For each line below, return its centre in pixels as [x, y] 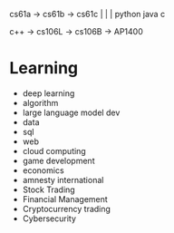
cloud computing [54, 150]
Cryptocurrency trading [67, 209]
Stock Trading [48, 189]
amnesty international [63, 180]
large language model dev [71, 112]
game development [58, 160]
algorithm [40, 102]
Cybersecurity [49, 218]
